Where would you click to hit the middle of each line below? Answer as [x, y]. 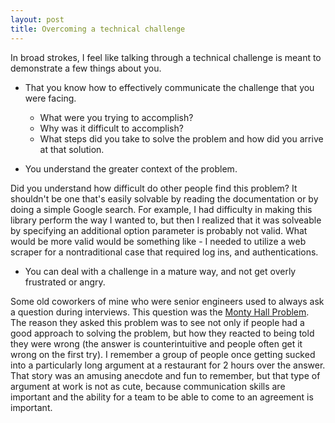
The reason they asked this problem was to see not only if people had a [157, 322]
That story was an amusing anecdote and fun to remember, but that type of [165, 375]
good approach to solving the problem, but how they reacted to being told [162, 333]
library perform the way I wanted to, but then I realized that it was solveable [166, 220]
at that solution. [72, 149]
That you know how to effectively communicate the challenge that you [169, 87]
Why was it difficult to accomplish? [111, 128]
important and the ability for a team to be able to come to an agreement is [162, 397]
